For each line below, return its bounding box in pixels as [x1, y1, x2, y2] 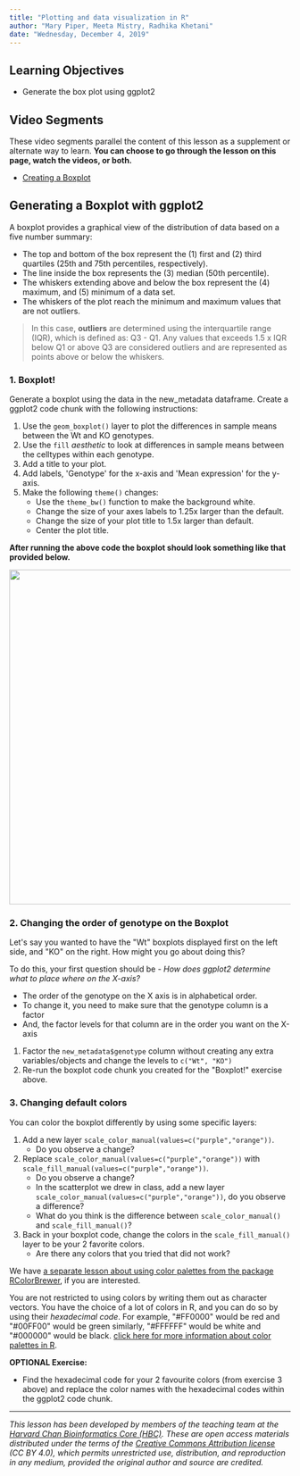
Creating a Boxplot [21, 172, 91, 183]
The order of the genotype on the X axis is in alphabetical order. [21, 990, 258, 1001]
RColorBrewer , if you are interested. [9, 1274, 141, 1286]
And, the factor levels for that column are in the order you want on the [21, 1019, 279, 1030]
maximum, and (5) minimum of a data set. [21, 287, 176, 297]
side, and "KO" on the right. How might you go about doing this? [9, 946, 246, 957]
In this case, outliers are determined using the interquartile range [30, 322, 272, 333]
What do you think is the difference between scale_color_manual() [35, 1210, 281, 1221]
